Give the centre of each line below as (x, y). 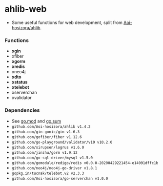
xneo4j (19, 72)
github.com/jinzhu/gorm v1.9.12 (44, 152)
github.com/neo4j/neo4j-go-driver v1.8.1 (54, 168)
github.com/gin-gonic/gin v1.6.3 (46, 132)
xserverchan (24, 93)
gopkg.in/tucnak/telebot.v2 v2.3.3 (48, 173)
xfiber (18, 56)
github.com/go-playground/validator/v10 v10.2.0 (62, 142)
